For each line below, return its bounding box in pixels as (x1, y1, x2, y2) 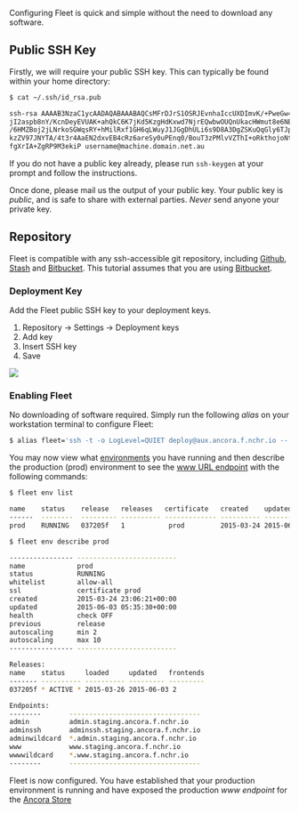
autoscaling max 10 (9, 636, 101, 645)
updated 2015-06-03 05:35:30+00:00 (9, 602, 177, 612)
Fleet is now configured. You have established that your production (9, 775, 255, 785)
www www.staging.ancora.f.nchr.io (9, 743, 181, 752)
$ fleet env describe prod (9, 537, 109, 546)
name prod (9, 561, 93, 570)
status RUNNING (9, 569, 105, 579)
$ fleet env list (9, 488, 74, 497)
